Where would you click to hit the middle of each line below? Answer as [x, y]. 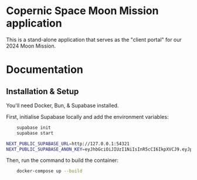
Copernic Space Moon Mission [82, 11]
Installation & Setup [43, 91]
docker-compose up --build [50, 171]
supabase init [34, 128]
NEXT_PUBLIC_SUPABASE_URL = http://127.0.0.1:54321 [68, 144]
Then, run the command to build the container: [62, 161]
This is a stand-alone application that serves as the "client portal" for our [94, 39]
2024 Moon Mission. [31, 46]
